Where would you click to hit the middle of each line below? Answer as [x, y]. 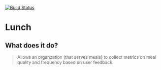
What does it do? [32, 45]
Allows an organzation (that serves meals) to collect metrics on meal [87, 57]
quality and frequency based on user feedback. [65, 62]
